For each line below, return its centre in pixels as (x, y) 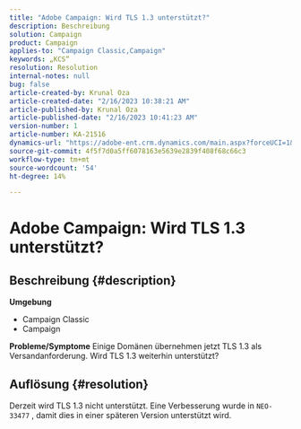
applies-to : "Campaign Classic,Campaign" (88, 51)
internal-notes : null (50, 76)
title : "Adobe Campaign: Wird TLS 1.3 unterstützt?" (110, 18)
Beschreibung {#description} (93, 280)
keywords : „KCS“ (39, 59)
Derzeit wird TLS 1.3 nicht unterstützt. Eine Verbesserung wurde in (132, 406)
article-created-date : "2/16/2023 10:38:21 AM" (100, 101)
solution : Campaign (46, 34)
